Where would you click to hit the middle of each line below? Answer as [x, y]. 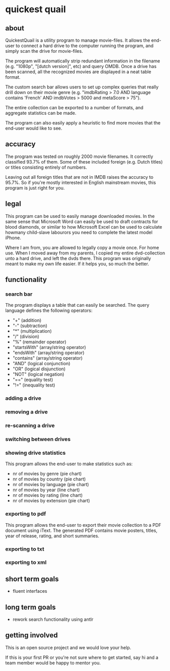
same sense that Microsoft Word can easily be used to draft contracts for [82, 221]
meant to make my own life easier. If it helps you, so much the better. [77, 264]
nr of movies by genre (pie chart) [47, 474]
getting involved [32, 635]
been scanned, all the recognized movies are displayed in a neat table [78, 72]
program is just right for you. [35, 188]
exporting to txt [25, 549]
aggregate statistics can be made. [41, 113]
